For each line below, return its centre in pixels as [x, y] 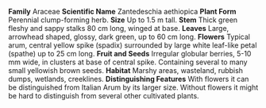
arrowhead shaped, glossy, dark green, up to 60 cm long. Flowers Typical [129, 37]
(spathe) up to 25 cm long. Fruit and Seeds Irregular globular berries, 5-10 [130, 54]
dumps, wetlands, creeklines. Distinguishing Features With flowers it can [129, 79]
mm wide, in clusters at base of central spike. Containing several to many [128, 62]
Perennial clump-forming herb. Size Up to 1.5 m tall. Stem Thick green [123, 20]
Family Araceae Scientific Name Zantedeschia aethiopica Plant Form [122, 12]
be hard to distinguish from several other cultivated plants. [104, 96]
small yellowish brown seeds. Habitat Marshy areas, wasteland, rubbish [126, 70]
